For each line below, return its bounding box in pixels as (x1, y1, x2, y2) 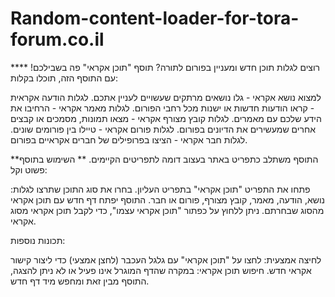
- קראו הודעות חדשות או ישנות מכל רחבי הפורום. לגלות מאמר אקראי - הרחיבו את (10, 102, 315, 114)
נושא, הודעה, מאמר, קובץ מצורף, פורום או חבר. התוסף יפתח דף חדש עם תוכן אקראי (10, 193, 326, 206)
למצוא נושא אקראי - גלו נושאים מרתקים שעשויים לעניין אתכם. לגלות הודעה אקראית (10, 91, 322, 103)
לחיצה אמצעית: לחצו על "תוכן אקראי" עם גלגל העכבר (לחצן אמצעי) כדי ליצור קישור (10, 253, 322, 266)
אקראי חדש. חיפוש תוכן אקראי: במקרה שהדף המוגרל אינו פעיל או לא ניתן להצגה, (10, 264, 312, 276)
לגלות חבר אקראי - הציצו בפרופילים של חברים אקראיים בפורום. (10, 133, 248, 146)
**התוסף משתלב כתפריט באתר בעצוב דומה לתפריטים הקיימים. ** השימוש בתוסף (10, 153, 319, 165)
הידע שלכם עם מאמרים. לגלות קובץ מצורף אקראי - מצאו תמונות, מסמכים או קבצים (10, 112, 322, 124)
